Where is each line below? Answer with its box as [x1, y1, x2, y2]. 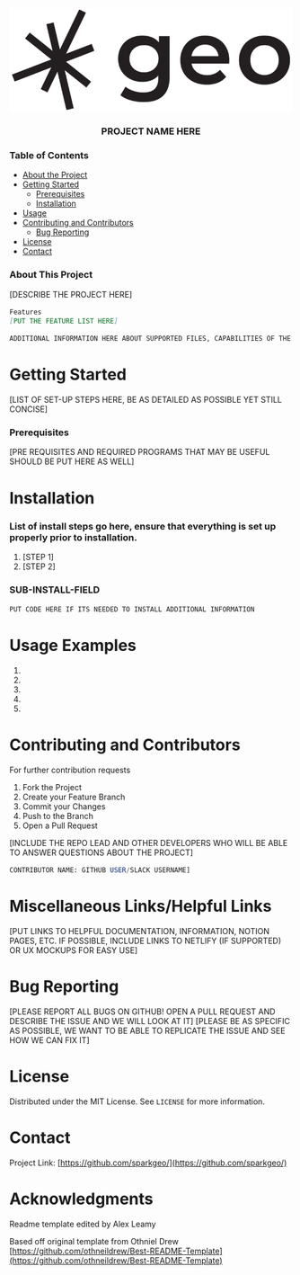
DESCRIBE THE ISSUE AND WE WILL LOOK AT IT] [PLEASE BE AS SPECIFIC [9, 1015, 290, 1026]
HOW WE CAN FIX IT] [9, 1034, 90, 1046]
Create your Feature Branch [22, 791, 126, 802]
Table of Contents [9, 148, 90, 161]
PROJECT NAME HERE [101, 125, 201, 138]
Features [9, 308, 42, 317]
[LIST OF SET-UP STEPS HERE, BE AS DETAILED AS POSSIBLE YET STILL [9, 395, 283, 406]
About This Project [9, 269, 93, 281]
